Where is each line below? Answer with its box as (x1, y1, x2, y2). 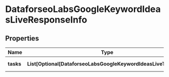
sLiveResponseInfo (5, 14, 88, 25)
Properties (5, 34, 39, 42)
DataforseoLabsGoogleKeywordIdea (5, 3, 161, 15)
